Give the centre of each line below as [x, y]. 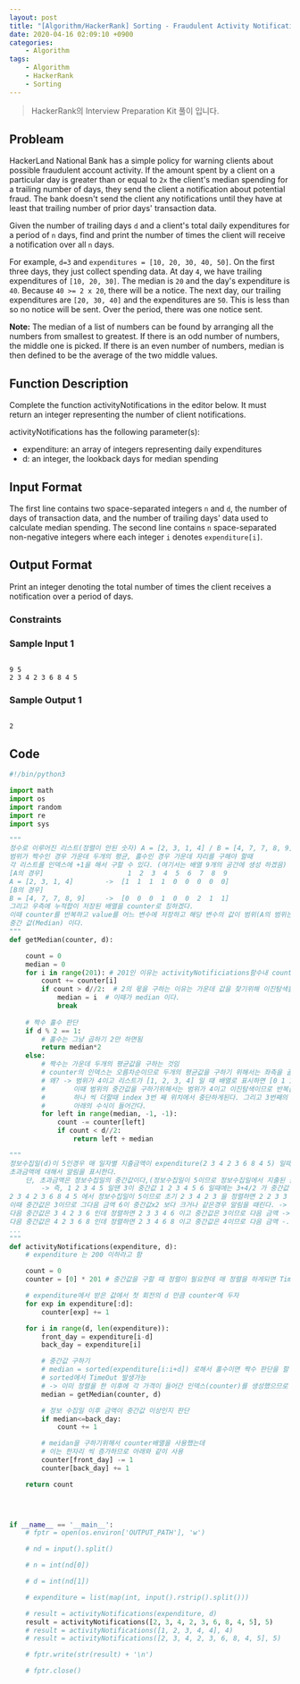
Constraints [36, 619]
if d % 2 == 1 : [54, 1031]
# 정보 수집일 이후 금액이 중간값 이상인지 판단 [116, 1410]
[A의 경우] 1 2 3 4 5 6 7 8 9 [118, 873]
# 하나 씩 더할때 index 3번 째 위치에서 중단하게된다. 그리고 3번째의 [165, 1097]
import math [31, 791]
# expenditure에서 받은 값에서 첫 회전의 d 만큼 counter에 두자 [132, 1296]
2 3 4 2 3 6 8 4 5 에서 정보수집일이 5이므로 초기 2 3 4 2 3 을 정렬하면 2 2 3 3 [148, 1197]
